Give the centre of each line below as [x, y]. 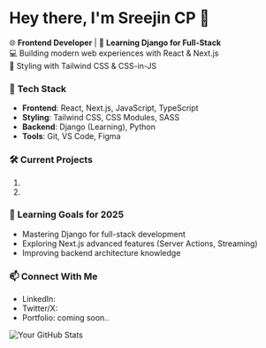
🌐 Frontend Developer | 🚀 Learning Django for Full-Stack [115, 43]
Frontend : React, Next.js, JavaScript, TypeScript [110, 108]
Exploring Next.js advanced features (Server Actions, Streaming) [140, 244]
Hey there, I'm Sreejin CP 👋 [110, 18]
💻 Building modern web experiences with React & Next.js [114, 53]
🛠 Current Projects [51, 160]
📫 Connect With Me [53, 276]
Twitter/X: [40, 308]
